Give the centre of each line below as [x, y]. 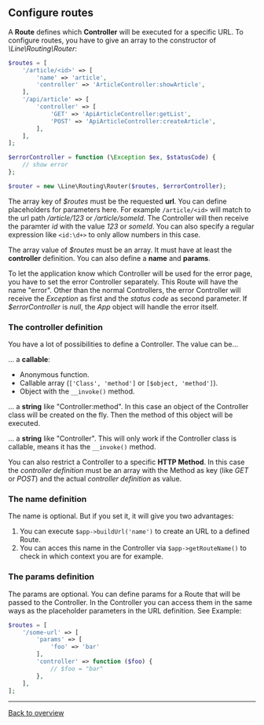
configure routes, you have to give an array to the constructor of [112, 40]
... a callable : [29, 360]
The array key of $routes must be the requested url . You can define [117, 201]
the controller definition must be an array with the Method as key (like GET [128, 471]
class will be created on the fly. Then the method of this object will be [121, 415]
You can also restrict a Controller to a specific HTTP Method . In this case [126, 462]
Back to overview [36, 713]
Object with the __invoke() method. [77, 391]
